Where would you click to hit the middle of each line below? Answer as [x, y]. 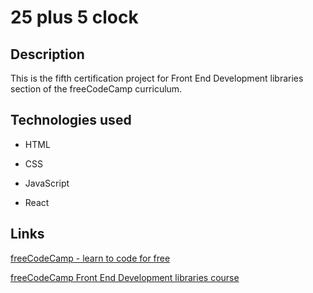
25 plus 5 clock [74, 17]
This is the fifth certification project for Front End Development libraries [157, 78]
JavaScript [47, 183]
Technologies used [71, 120]
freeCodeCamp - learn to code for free [90, 258]
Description [47, 54]
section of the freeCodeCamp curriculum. [96, 89]
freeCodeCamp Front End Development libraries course [125, 277]
